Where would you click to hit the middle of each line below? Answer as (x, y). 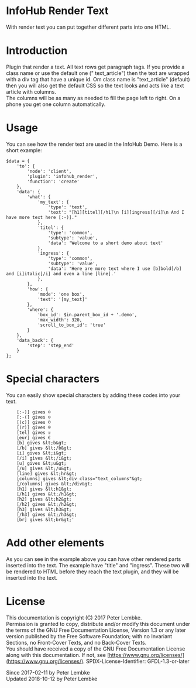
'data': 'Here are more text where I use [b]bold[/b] (115, 268)
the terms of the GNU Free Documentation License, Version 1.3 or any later (96, 630)
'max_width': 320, (60, 320)
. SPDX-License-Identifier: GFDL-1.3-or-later (136, 661)
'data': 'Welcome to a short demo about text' (106, 243)
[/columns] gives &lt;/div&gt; (55, 484)
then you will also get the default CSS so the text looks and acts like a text (95, 85)
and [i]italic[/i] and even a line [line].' (61, 273)
